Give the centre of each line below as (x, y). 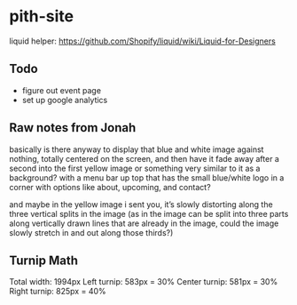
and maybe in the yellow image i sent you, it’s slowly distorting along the (141, 204)
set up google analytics (65, 100)
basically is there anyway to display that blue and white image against (137, 149)
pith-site (42, 16)
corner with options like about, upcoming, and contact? (110, 187)
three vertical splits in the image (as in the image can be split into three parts (149, 213)
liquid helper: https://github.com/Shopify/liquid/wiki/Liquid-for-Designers (143, 41)
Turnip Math (43, 260)
